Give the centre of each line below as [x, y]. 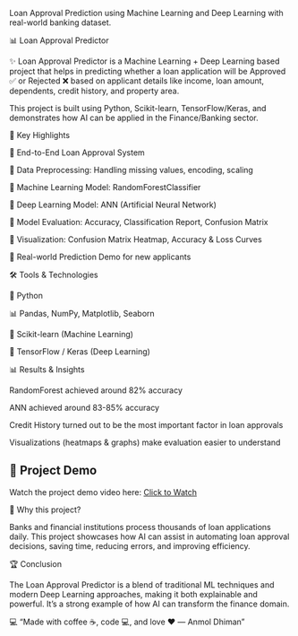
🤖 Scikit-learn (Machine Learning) [72, 334]
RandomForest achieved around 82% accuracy [96, 390]
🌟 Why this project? [45, 510]
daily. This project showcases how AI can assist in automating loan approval [149, 536]
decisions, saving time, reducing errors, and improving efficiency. [130, 545]
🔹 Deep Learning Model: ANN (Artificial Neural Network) [113, 205]
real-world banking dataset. [60, 22]
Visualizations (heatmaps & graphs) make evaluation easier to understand [145, 442]
